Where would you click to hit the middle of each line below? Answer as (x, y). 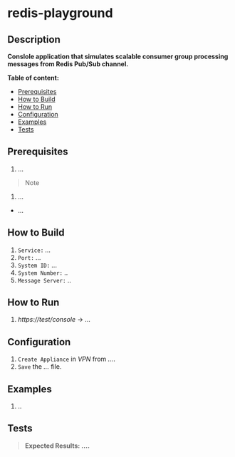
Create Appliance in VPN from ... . (66, 359)
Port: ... (29, 257)
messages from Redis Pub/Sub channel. (68, 64)
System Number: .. (43, 273)
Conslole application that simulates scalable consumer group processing (118, 56)
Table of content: (33, 78)
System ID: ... (37, 265)
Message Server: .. (45, 280)
